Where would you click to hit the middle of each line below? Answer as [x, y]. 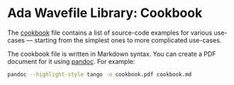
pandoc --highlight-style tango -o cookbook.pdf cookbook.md [100, 74]
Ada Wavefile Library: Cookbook [105, 13]
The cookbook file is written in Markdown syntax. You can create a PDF [112, 54]
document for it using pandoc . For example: [71, 61]
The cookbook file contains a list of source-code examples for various [110, 33]
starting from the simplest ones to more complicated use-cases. [128, 40]
